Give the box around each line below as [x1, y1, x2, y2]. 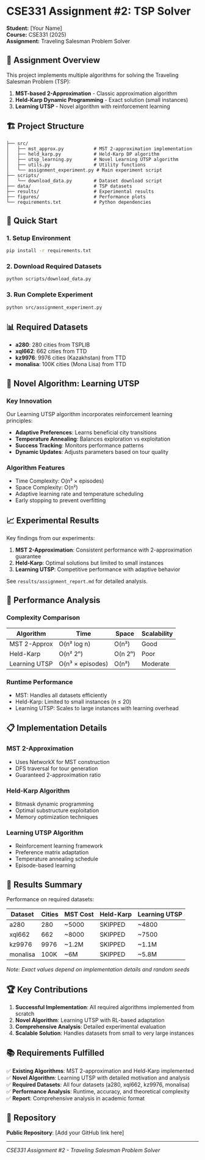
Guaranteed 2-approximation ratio [15, 771, 101, 779]
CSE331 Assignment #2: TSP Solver [6, 4, 191, 18]
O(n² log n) [59, 639, 91, 648]
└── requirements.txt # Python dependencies [6, 199, 151, 205]
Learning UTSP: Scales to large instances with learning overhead [15, 705, 179, 712]
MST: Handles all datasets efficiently [15, 691, 107, 699]
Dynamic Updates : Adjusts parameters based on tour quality [15, 448, 169, 455]
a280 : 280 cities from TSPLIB [15, 341, 90, 348]
